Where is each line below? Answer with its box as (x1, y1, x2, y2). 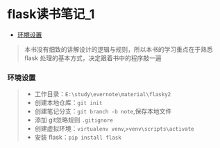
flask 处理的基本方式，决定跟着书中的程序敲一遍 (24, 53, 162, 62)
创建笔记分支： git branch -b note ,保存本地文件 (34, 107, 172, 115)
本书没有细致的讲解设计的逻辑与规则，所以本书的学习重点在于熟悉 (24, 45, 213, 53)
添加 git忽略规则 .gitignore (34, 115, 113, 124)
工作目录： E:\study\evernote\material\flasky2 (34, 90, 171, 98)
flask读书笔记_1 (7, 6, 95, 22)
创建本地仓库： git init (34, 98, 103, 107)
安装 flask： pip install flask (34, 133, 121, 142)
